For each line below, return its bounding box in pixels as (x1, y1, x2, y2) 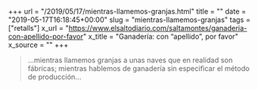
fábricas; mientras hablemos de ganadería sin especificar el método (27, 64, 250, 73)
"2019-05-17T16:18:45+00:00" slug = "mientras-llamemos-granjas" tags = (8, 15, 251, 24)
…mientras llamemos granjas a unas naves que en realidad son (27, 55, 233, 65)
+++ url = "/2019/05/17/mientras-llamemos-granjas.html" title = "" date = (8, 7, 247, 16)
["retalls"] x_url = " (8, 24, 69, 32)
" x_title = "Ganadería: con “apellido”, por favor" (82, 32, 239, 41)
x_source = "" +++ (8, 40, 69, 50)
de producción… (27, 72, 82, 81)
